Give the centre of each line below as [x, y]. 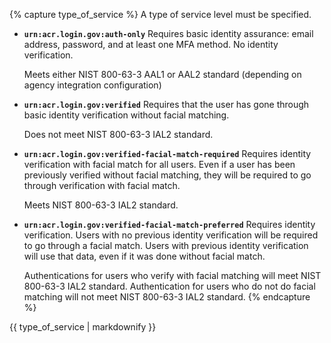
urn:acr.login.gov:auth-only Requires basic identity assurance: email [168, 33]
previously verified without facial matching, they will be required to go [167, 175]
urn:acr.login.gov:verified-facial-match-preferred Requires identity [169, 224]
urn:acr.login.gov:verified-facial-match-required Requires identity [167, 153]
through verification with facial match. [102, 185]
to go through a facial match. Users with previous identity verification [166, 245]
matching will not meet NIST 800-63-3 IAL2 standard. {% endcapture [167, 297]
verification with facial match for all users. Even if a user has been [159, 164]
